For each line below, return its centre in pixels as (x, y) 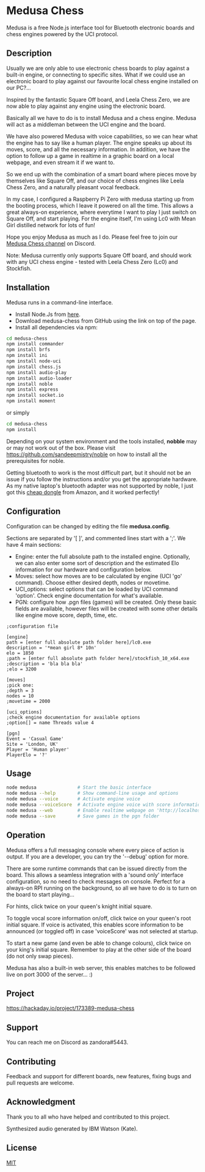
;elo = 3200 (21, 669)
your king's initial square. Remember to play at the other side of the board (99, 949)
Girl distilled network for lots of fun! (51, 225)
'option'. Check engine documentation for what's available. (89, 595)
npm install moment (31, 401)
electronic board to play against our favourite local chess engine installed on (102, 81)
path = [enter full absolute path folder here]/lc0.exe (79, 642)
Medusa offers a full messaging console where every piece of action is (95, 850)
